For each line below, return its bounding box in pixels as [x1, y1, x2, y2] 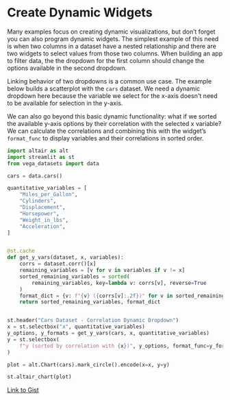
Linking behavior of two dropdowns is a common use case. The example [7, 77, 212, 85]
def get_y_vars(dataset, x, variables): [7, 254, 125, 261]
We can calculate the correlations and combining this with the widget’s [7, 127, 207, 135]
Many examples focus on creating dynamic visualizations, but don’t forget [7, 27, 216, 36]
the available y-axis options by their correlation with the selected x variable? [7, 119, 222, 127]
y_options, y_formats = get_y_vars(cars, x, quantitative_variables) [7, 330, 210, 337]
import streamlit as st [7, 153, 75, 160]
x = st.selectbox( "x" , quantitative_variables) [7, 323, 146, 330]
